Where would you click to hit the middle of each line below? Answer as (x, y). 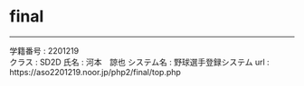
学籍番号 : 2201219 (44, 50)
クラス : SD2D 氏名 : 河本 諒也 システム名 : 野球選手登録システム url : (139, 62)
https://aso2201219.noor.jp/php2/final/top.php (95, 72)
